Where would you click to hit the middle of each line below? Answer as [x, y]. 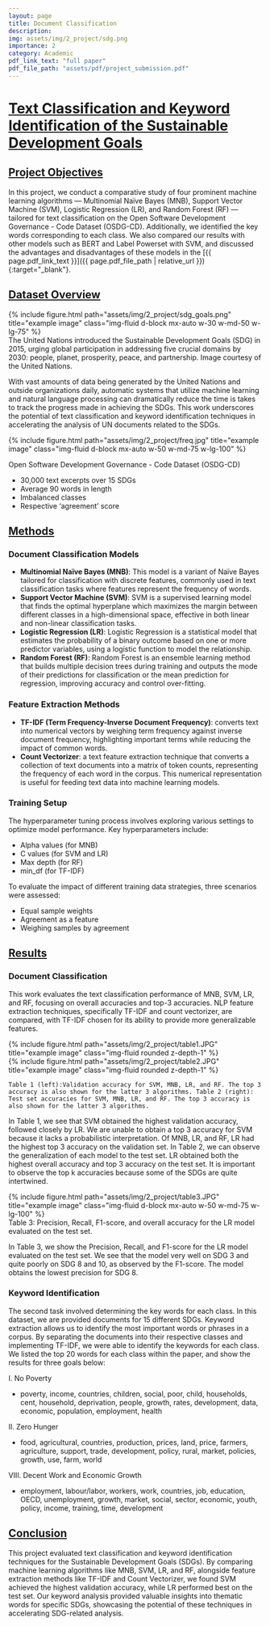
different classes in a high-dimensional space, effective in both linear [135, 615]
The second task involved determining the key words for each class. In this [133, 1311]
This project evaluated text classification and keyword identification [120, 1552]
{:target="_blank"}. [39, 269]
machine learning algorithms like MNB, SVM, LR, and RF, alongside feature [132, 1570]
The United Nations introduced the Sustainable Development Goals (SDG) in [135, 340]
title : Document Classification [62, 23]
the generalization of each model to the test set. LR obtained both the [124, 1155]
